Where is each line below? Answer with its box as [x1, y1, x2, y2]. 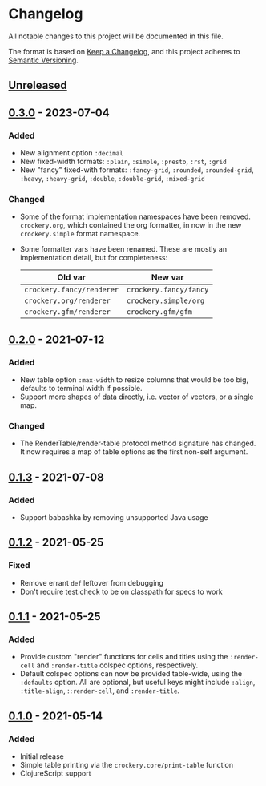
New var [151, 272, 184, 283]
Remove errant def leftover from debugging [19, 578, 164, 587]
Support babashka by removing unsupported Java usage [19, 512, 208, 522]
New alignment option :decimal [19, 148, 124, 158]
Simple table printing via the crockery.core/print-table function [19, 760, 234, 770]
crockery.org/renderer [23, 296, 111, 305]
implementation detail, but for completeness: [19, 253, 168, 263]
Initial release [19, 752, 64, 761]
